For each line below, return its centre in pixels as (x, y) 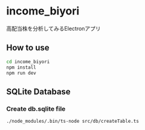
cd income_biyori (28, 61)
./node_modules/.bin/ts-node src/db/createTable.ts (72, 122)
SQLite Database (38, 91)
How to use (28, 48)
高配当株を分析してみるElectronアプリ (53, 28)
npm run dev (21, 73)
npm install (21, 67)
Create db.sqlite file (36, 108)
